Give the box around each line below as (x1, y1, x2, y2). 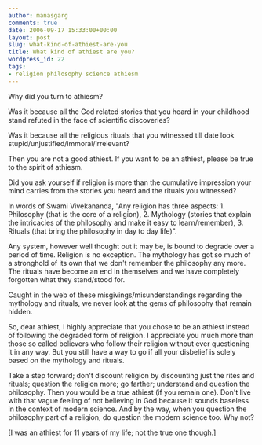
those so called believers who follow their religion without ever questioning (8, 339, 250, 348)
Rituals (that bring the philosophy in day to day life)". (8, 226, 178, 236)
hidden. (8, 307, 33, 316)
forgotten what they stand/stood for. (8, 274, 126, 284)
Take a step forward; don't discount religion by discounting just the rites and (8, 370, 255, 380)
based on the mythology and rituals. (8, 355, 125, 365)
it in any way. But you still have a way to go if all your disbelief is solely (8, 347, 236, 356)
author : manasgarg (8, 11, 68, 20)
